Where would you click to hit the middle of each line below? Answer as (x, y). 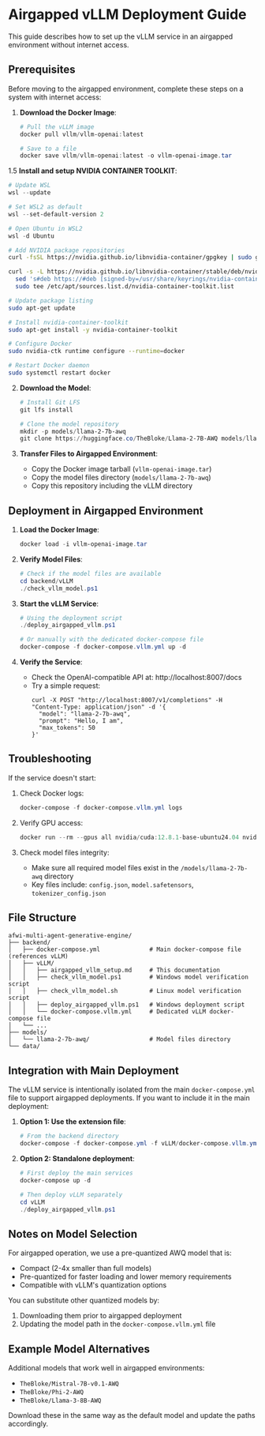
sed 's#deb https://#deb (56, 279)
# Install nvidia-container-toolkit (68, 322)
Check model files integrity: (64, 852)
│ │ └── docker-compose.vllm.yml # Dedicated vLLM (107, 1012)
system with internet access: (55, 97)
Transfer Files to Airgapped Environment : (88, 454)
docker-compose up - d (55, 1180)
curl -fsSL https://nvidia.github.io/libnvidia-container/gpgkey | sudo (130, 258)
